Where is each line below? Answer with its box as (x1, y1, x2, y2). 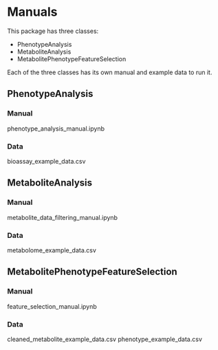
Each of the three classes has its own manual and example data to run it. (7, 68, 212, 76)
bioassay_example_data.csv (7, 157, 86, 165)
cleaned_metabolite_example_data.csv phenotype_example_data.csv (7, 335, 203, 343)
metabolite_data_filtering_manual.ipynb (7, 213, 118, 221)
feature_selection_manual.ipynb (7, 302, 98, 310)
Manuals (7, 4, 58, 20)
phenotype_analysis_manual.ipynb (7, 124, 105, 133)
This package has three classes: (7, 27, 99, 35)
